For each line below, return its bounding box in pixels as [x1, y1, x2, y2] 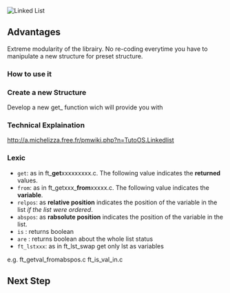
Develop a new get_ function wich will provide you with [7, 103, 163, 111]
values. [17, 176, 38, 184]
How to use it [7, 69, 52, 78]
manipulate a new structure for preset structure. [7, 52, 143, 60]
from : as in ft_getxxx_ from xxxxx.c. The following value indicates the [17, 183, 210, 192]
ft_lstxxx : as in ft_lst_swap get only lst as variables [17, 241, 164, 250]
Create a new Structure [7, 87, 87, 97]
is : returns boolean [17, 227, 74, 235]
